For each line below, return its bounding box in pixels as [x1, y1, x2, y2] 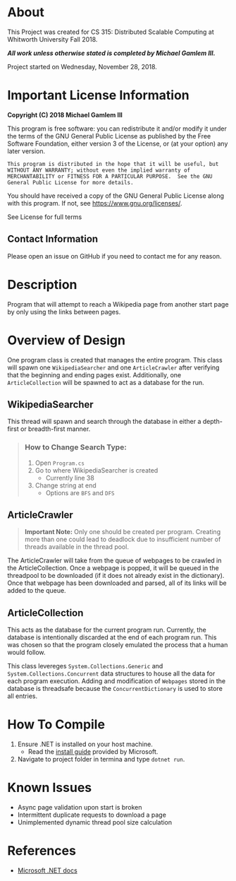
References [7, 843, 76, 859]
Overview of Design [7, 332, 125, 348]
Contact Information [7, 233, 99, 245]
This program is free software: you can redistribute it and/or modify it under [7, 124, 227, 133]
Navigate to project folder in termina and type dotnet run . [17, 755, 185, 764]
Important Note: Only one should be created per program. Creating [24, 528, 221, 536]
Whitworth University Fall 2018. [7, 35, 98, 43]
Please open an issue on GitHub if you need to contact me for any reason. [7, 252, 222, 260]
